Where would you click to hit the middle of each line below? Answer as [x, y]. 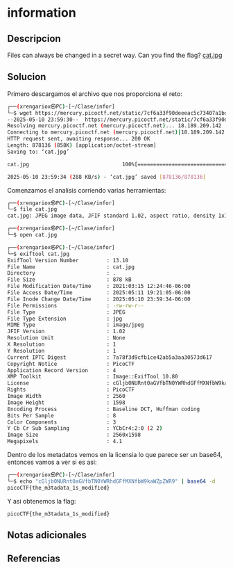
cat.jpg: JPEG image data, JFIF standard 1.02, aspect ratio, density [111, 216]
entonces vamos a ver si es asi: [52, 462]
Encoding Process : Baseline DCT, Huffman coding [103, 409]
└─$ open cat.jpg [32, 235]
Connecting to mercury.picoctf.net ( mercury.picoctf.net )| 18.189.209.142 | [118, 133]
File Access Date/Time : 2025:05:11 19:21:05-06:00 [99, 293]
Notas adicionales [47, 535]
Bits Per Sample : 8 [62, 415]
